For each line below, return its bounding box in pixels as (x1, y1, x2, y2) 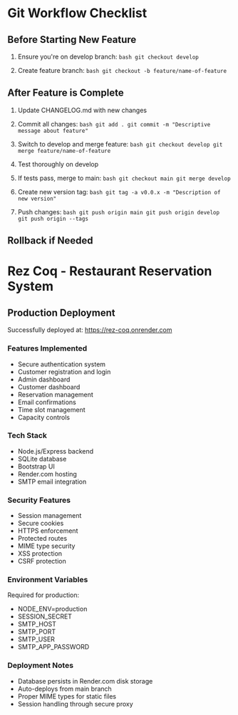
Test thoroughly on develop (17, 159, 99, 169)
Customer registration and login (17, 367, 111, 376)
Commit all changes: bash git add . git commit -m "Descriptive (17, 119, 211, 128)
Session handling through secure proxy (17, 699, 133, 708)
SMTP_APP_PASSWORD (17, 643, 90, 651)
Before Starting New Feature (7, 34, 137, 46)
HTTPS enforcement (17, 526, 78, 535)
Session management (17, 511, 82, 520)
